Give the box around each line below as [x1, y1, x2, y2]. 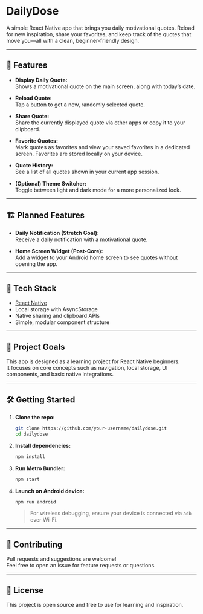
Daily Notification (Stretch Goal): [14, 229, 100, 236]
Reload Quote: [14, 94, 53, 102]
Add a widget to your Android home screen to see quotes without [14, 254, 178, 261]
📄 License [6, 585, 44, 595]
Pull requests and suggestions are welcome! [6, 555, 117, 563]
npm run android [14, 499, 56, 505]
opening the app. [14, 260, 58, 267]
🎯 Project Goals [6, 341, 65, 352]
